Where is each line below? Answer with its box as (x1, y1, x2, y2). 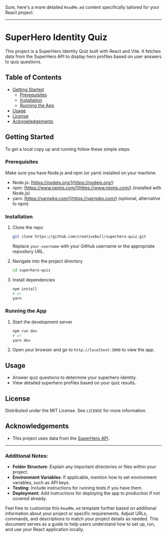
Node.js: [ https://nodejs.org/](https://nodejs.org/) (12, 179, 114, 185)
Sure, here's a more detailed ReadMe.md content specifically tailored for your (5, 4, 160, 10)
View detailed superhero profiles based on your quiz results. (12, 380, 136, 386)
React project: (5, 9, 34, 15)
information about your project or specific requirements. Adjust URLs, (5, 511, 148, 517)
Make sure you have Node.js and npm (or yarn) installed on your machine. (5, 170, 157, 176)
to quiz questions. (5, 58, 42, 64)
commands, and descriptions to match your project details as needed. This (5, 516, 159, 522)
